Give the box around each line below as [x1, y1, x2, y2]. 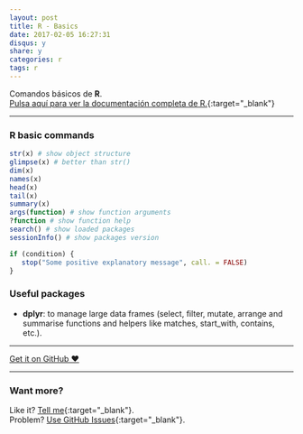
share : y [9, 47, 42, 56]
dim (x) [9, 166, 34, 175]
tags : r [9, 64, 39, 73]
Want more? [9, 384, 64, 397]
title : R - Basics [9, 22, 78, 31]
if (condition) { [9, 249, 75, 258]
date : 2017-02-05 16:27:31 [9, 30, 111, 39]
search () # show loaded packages [9, 225, 135, 235]
